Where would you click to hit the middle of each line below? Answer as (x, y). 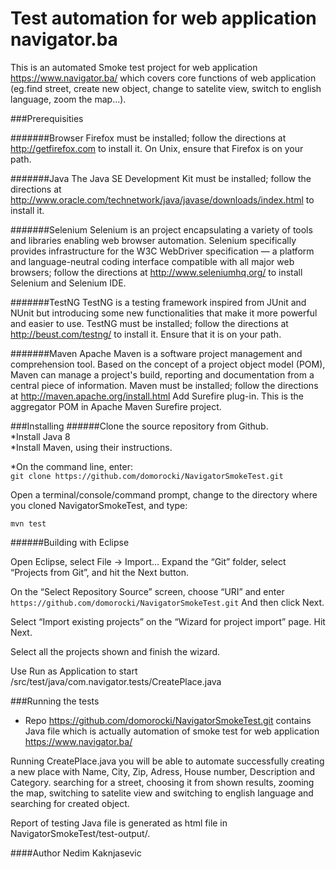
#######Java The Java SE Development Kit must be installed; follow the (161, 178)
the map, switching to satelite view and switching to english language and (162, 793)
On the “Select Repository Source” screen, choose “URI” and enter (147, 591)
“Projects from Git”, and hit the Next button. (100, 572)
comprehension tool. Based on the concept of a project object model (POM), (168, 364)
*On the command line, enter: (71, 466)
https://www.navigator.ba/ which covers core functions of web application (163, 78)
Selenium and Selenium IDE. (68, 283)
